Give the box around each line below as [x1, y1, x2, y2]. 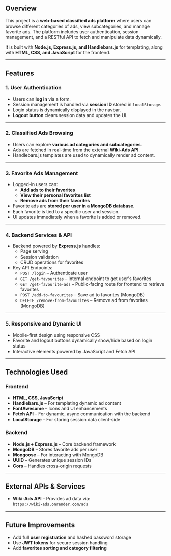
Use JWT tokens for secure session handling [12, 540, 108, 546]
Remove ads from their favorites [20, 198, 90, 204]
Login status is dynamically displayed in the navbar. [12, 107, 121, 113]
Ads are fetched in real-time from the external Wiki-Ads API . [12, 147, 140, 153]
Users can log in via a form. [12, 96, 71, 102]
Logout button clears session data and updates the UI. [12, 112, 128, 118]
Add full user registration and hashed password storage [12, 534, 131, 541]
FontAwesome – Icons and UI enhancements [12, 406, 108, 412]
